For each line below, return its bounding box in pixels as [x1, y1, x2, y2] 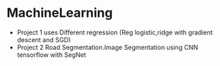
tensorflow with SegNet [16, 51, 87, 59]
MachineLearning [6, 5, 113, 21]
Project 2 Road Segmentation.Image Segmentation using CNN [16, 43, 199, 51]
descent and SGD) [16, 35, 72, 44]
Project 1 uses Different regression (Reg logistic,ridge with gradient [16, 28, 213, 37]
